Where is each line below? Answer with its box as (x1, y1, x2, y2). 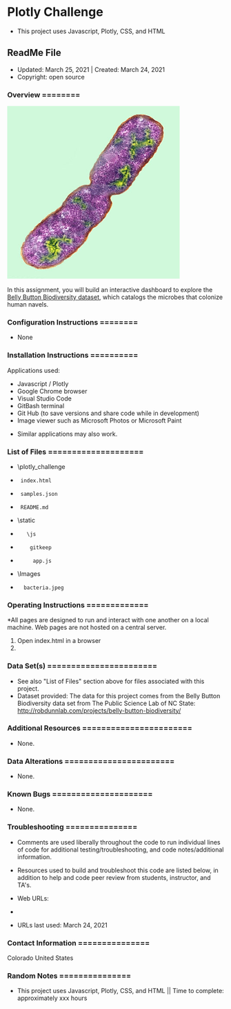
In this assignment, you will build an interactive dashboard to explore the (7, 286, 213, 294)
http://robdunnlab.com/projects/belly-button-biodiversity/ (17, 706, 181, 715)
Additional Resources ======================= (7, 723, 193, 733)
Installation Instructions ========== (7, 350, 139, 360)
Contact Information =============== (7, 938, 150, 948)
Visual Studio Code (17, 394, 72, 403)
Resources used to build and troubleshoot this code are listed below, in (17, 866, 219, 874)
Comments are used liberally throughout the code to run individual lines (17, 838, 221, 846)
